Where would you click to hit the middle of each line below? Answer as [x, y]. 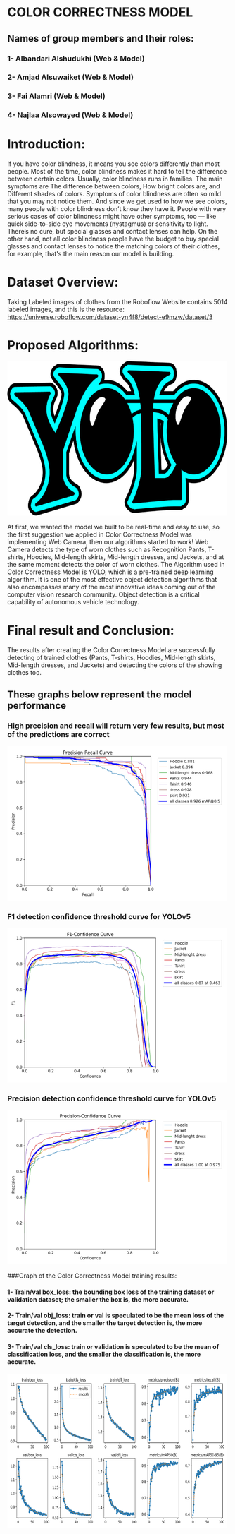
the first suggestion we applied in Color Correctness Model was [100, 534]
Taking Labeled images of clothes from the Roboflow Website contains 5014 [118, 302]
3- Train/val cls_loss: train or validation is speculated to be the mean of [113, 1347]
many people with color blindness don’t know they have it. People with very [117, 209]
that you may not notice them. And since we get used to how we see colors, [117, 201]
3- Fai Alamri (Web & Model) [56, 96]
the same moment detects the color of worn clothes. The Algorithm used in [116, 565]
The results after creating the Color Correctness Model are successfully [112, 650]
